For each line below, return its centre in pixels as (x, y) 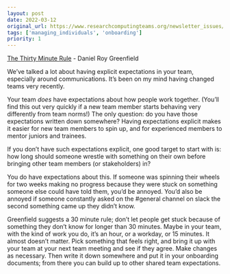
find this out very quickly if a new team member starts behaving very (104, 107)
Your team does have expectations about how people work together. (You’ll (113, 99)
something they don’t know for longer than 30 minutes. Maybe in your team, (114, 227)
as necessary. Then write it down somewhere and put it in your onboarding (113, 256)
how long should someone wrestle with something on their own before (106, 157)
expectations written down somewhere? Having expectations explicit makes (114, 121)
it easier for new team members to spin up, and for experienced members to (115, 129)
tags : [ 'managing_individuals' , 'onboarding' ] (75, 33)
